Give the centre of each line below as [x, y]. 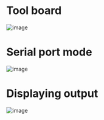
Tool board [34, 11]
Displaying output [52, 94]
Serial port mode [49, 52]
